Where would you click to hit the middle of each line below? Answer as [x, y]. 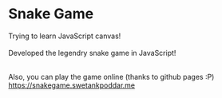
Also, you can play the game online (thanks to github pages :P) [111, 76]
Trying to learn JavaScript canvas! [65, 36]
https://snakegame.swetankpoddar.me [72, 85]
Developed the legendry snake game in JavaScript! [92, 53]
